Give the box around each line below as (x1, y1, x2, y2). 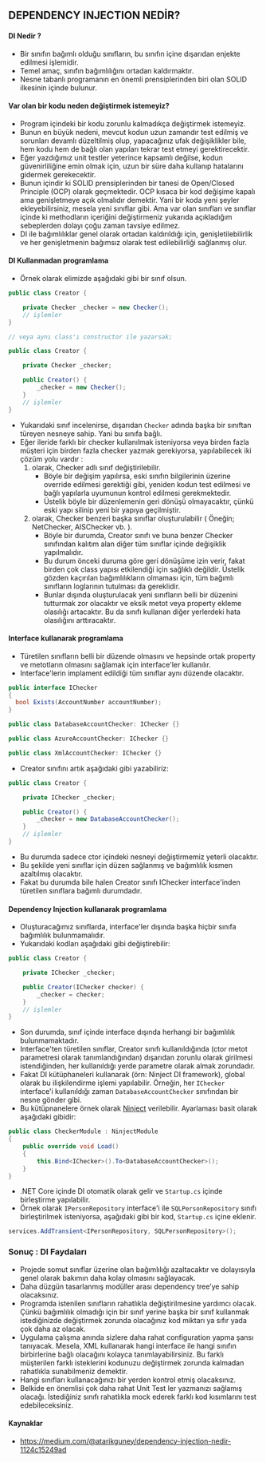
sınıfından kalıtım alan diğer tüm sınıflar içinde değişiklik (43, 539, 227, 549)
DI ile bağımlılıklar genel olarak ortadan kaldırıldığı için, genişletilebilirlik (19, 229, 253, 239)
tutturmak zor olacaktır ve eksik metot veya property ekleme (43, 598, 242, 608)
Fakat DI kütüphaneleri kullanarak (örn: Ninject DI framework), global (19, 1070, 245, 1080)
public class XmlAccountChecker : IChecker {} (8, 749, 162, 757)
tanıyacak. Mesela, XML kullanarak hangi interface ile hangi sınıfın (19, 1341, 237, 1350)
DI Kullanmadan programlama (8, 256, 109, 265)
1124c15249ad (19, 1444, 67, 1454)
